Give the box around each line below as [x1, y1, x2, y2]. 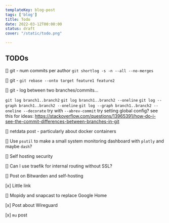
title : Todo [5, 17, 30, 22]
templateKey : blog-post [5, 7, 56, 13]
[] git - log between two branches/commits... [5, 87, 99, 93]
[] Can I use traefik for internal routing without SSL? [5, 163, 112, 169]
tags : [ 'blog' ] [5, 12, 37, 17]
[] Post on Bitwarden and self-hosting [5, 172, 83, 179]
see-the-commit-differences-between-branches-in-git [5, 118, 120, 124]
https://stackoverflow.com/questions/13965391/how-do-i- [34, 113, 156, 119]
